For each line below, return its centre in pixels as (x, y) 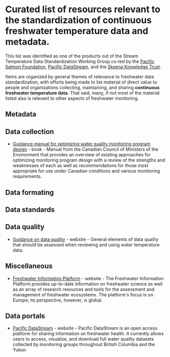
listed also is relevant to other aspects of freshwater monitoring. (72, 98)
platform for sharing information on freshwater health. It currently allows (88, 334)
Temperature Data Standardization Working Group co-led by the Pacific (80, 61)
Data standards (30, 210)
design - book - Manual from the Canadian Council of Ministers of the (86, 149)
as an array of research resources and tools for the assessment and (83, 289)
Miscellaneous (29, 266)
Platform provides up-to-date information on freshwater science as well (88, 284)
